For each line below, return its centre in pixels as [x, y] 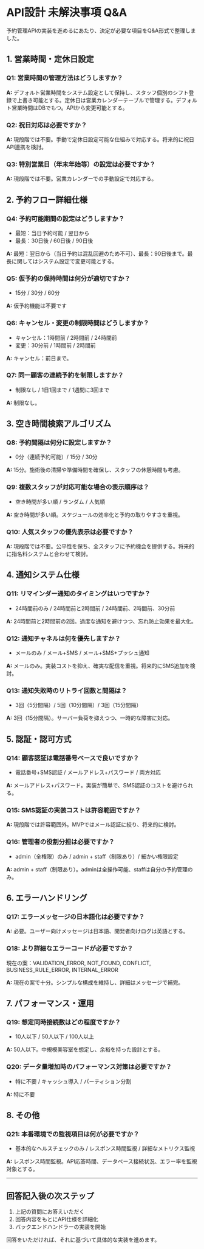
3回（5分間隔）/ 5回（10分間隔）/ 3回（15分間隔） [78, 705]
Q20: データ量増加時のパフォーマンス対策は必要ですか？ [89, 1067]
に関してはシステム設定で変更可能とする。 [64, 261]
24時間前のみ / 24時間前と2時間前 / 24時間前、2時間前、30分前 [95, 608]
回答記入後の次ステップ [50, 1196]
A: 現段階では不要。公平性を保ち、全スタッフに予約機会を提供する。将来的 [100, 546]
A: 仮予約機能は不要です [37, 306]
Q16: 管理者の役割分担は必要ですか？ [61, 842]
